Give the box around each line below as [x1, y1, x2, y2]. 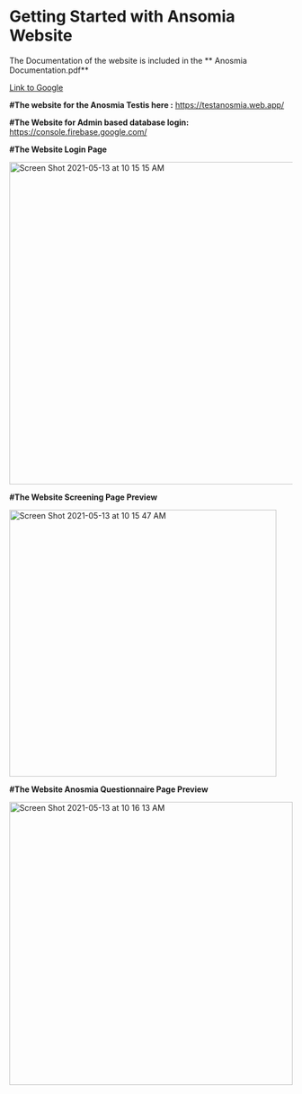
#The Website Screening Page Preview [9, 492, 158, 503]
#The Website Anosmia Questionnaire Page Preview [9, 784, 209, 795]
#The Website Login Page [9, 144, 108, 155]
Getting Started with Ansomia [9, 6, 235, 27]
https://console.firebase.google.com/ [9, 126, 147, 137]
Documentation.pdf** [9, 65, 90, 76]
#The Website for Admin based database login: [9, 117, 190, 128]
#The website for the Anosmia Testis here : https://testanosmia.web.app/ [9, 99, 285, 110]
